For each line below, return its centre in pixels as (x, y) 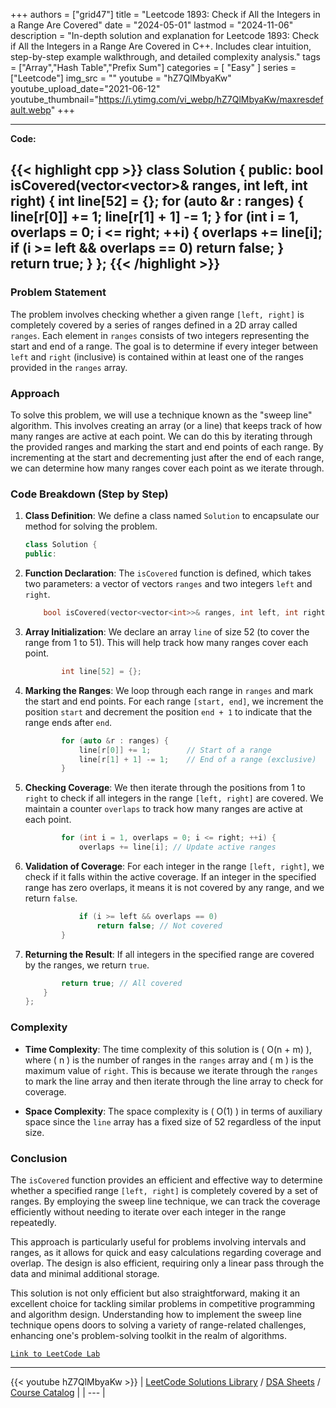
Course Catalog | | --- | (58, 1392)
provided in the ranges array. (69, 367)
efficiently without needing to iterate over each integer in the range (148, 1211)
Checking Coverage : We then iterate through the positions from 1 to (165, 788)
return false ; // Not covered (159, 925)
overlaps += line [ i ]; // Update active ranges (177, 847)
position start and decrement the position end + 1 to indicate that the (168, 711)
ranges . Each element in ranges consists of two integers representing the (160, 335)
